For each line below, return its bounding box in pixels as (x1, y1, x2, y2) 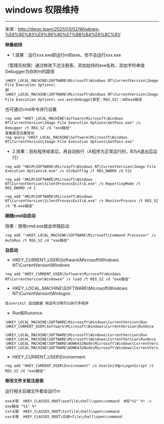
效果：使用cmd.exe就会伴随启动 (5, 223, 70, 229)
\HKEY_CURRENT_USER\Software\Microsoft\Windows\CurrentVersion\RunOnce (5, 324, 154, 329)
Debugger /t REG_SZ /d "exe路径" (5, 125, 72, 130)
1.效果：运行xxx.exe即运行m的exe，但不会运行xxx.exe (12, 52, 121, 58)
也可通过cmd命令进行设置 (5, 106, 57, 112)
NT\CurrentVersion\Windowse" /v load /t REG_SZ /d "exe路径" (5, 277, 131, 282)
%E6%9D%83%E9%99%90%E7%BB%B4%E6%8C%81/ (5, 31, 121, 37)
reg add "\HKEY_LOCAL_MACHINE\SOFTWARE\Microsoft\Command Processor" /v (5, 233, 156, 238)
